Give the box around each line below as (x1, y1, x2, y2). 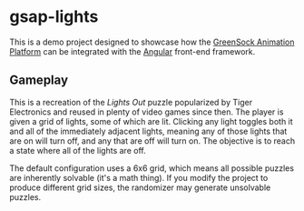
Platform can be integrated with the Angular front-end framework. (9, 45, 256, 56)
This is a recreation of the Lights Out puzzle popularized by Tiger (9, 96, 252, 107)
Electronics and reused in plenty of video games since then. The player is (9, 106, 284, 117)
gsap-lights (9, 6, 99, 27)
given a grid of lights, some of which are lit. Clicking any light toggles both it (9, 116, 293, 126)
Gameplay (9, 73, 69, 88)
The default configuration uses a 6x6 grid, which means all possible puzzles (9, 162, 295, 174)
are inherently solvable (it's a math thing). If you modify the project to (9, 172, 269, 183)
